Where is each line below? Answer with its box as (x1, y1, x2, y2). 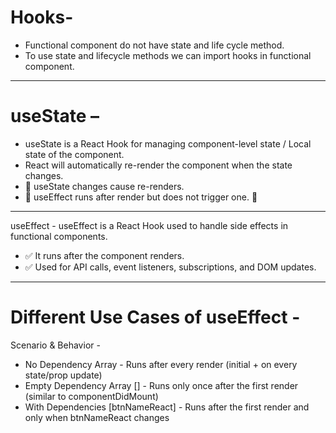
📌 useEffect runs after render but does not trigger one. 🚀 (24, 191, 258, 203)
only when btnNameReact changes (24, 411, 170, 423)
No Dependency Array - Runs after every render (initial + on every (24, 358, 298, 370)
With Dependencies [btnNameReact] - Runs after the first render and (24, 401, 310, 413)
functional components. (10, 230, 108, 242)
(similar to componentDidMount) (24, 390, 159, 402)
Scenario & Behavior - (10, 339, 101, 351)
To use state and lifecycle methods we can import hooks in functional (24, 49, 312, 61)
